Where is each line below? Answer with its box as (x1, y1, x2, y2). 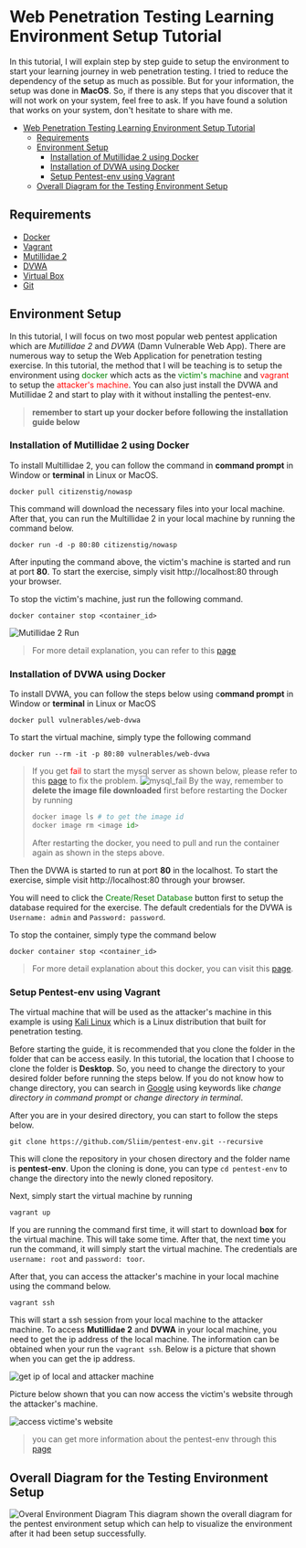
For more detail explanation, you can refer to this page (31, 644, 237, 655)
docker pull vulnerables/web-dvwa (9, 716, 142, 726)
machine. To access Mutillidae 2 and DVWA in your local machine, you (9, 1324, 277, 1335)
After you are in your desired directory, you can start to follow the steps (9, 1110, 279, 1121)
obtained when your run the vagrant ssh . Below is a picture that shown (9, 1343, 277, 1354)
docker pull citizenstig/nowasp (9, 487, 132, 496)
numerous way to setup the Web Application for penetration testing (9, 350, 263, 361)
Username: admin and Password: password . (9, 911, 166, 922)
